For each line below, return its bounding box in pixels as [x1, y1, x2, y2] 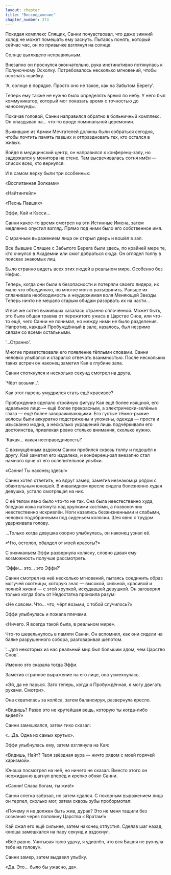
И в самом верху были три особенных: [5, 170, 91, 177]
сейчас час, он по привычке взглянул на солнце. [5, 42, 112, 48]
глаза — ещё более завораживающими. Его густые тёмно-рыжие [5, 411, 149, 417]
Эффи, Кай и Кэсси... [5, 210, 51, 216]
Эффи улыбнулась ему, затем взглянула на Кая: [5, 742, 110, 748]
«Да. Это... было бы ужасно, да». [5, 864, 78, 870]
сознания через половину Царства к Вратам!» [5, 814, 107, 820]
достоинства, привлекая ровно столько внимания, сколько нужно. [5, 427, 152, 433]
